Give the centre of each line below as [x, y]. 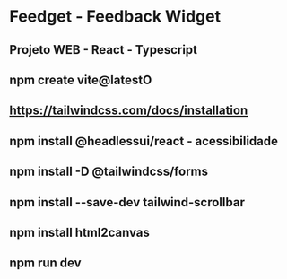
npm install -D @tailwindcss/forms [109, 172]
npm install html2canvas [79, 232]
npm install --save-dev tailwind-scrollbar [127, 202]
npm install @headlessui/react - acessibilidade [144, 141]
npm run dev [46, 263]
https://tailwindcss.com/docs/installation [129, 111]
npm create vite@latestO [81, 79]
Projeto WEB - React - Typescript [104, 50]
